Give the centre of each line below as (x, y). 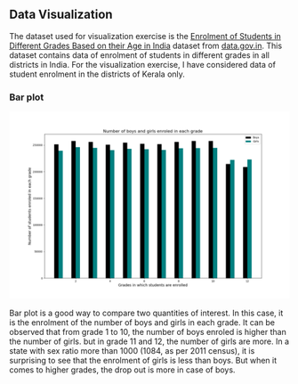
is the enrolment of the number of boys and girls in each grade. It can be (142, 322)
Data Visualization (61, 15)
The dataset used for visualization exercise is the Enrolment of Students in (145, 36)
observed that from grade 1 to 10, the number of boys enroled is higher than (148, 331)
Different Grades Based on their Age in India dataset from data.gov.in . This (146, 45)
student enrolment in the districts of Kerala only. (97, 74)
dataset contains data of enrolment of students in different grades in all (139, 55)
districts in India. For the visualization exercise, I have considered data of (142, 64)
